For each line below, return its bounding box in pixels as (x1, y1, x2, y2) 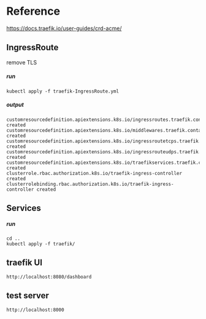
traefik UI (6, 258, 43, 268)
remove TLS (6, 58, 37, 66)
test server (6, 290, 49, 301)
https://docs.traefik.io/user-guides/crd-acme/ (6, 25, 122, 32)
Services (6, 203, 42, 213)
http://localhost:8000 (6, 307, 64, 313)
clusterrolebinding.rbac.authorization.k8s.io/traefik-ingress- (6, 181, 174, 187)
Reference (6, 4, 60, 18)
